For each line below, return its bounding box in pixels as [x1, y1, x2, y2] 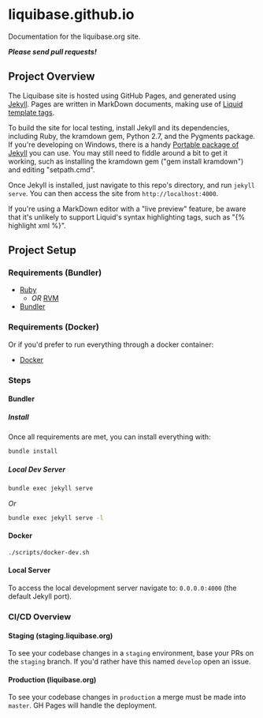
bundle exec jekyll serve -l [8, 513, 104, 522]
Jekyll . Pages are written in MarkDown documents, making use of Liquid [8, 99, 243, 108]
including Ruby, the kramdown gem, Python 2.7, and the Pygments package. [8, 131, 256, 141]
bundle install [8, 448, 58, 456]
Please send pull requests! [8, 47, 97, 56]
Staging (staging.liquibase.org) [8, 630, 113, 641]
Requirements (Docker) [8, 321, 100, 333]
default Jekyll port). [8, 592, 72, 601]
